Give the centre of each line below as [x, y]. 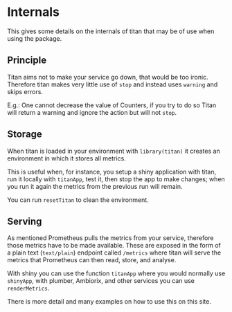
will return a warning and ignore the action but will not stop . [92, 112]
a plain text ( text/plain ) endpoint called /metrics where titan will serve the [114, 253]
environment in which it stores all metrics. [66, 158]
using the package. [35, 38]
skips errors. [25, 91]
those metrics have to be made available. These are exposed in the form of [114, 246]
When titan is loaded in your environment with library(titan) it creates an [114, 151]
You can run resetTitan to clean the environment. [78, 200]
